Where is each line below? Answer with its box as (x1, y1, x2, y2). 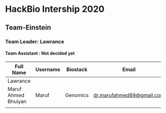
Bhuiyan (7, 98, 27, 105)
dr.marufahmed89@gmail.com (93, 92, 165, 99)
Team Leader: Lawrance (5, 38, 64, 45)
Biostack (66, 66, 87, 73)
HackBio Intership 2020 (5, 3, 105, 15)
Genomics (65, 92, 89, 99)
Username (35, 66, 61, 73)
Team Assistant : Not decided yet (5, 51, 75, 56)
